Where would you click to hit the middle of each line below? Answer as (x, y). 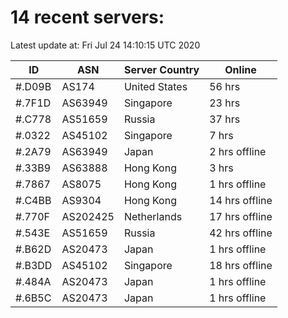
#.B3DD (34, 265)
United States (155, 86)
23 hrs (225, 103)
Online (240, 69)
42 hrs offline (241, 233)
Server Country (161, 69)
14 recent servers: (87, 17)
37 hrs (225, 119)
